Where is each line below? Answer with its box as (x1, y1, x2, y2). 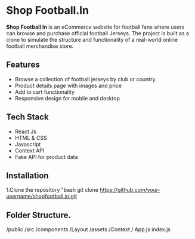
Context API (14, 147, 45, 154)
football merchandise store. (6, 42, 74, 50)
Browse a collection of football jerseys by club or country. (14, 75, 157, 82)
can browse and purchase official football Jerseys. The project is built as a (6, 29, 190, 36)
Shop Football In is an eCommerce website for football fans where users (6, 23, 185, 30)
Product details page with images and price (14, 82, 122, 89)
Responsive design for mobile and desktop (14, 94, 120, 102)
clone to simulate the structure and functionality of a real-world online (6, 36, 178, 43)
